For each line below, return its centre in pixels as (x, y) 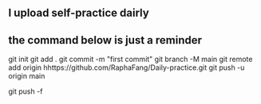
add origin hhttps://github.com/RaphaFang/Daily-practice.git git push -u (127, 67)
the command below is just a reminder (105, 40)
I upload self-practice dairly (79, 13)
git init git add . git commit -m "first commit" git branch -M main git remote (130, 60)
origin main (27, 76)
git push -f (26, 91)
